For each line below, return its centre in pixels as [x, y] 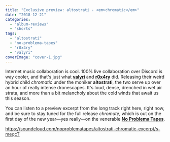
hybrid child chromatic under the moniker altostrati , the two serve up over [83, 82]
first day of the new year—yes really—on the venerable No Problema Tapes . [85, 119]
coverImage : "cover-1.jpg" [34, 57]
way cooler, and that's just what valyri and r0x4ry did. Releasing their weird [85, 77]
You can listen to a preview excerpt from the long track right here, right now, [85, 108]
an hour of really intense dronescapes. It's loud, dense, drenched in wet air [84, 88]
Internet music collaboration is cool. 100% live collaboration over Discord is [84, 72]
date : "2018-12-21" [26, 15]
